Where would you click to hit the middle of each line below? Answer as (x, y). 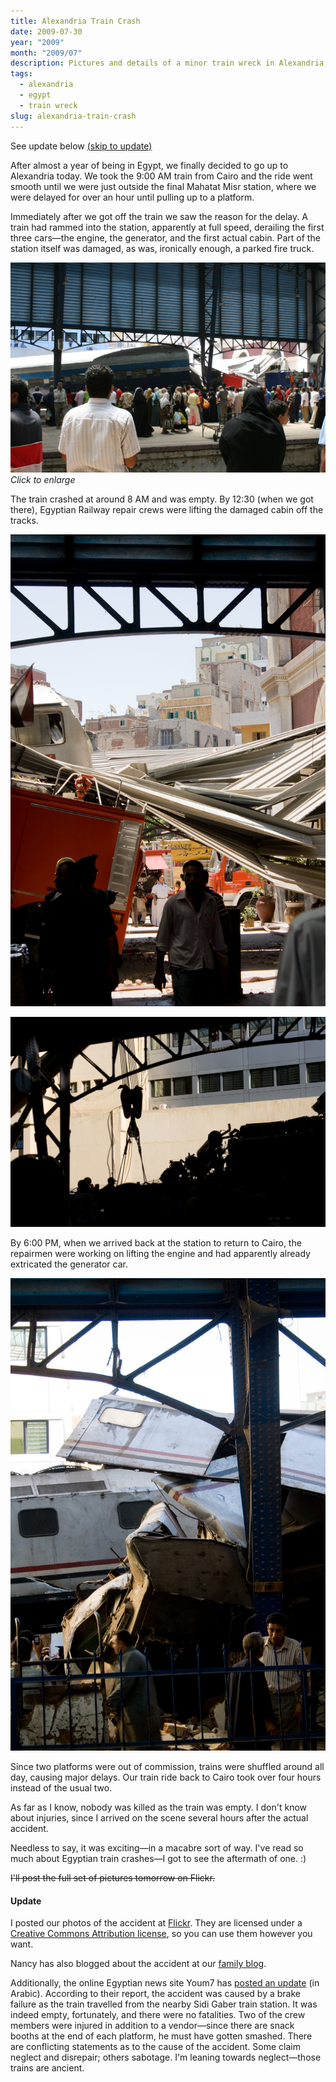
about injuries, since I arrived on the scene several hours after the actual (159, 1818)
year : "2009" (37, 42)
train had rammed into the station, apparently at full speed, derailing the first (167, 227)
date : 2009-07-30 (46, 31)
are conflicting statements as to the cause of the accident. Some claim (155, 2047)
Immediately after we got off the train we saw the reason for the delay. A (159, 216)
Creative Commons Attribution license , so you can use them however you (161, 1934)
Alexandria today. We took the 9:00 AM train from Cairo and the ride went (161, 176)
